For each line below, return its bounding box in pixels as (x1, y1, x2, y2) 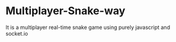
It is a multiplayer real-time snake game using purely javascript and (5, 24, 171, 31)
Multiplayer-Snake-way (5, 4, 126, 18)
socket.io (5, 30, 28, 37)
